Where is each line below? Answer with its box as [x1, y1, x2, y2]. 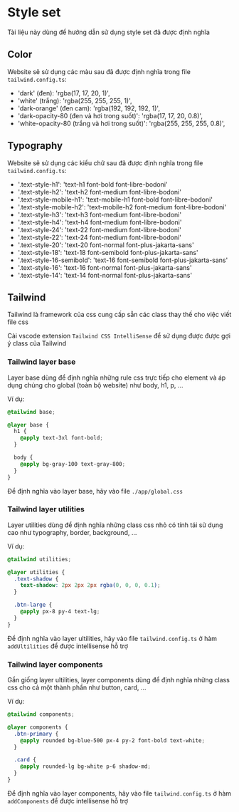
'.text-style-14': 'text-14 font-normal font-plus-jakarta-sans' [17, 271, 193, 279]
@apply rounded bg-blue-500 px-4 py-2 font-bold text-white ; [20, 736, 205, 744]
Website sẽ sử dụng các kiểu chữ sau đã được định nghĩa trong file [7, 158, 203, 167]
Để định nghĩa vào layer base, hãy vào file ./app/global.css [7, 486, 184, 495]
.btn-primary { [14, 730, 59, 737]
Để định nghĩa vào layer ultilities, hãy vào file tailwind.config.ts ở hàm [7, 634, 218, 642]
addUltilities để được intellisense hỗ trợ [7, 642, 129, 650]
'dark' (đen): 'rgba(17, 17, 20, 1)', [17, 88, 110, 97]
